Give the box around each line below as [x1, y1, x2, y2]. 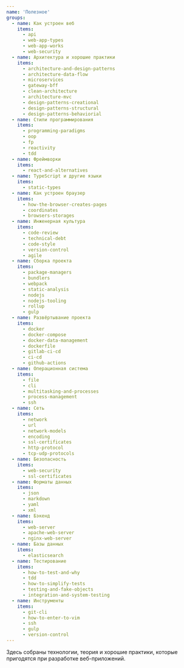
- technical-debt [22, 235, 67, 241]
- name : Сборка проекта [12, 258, 72, 264]
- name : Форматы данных [12, 479, 72, 485]
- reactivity [22, 144, 56, 151]
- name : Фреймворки [12, 156, 61, 162]
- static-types [22, 185, 61, 191]
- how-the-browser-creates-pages [22, 202, 107, 208]
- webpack [22, 281, 47, 287]
